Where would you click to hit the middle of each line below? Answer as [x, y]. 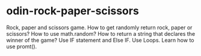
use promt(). [22, 46]
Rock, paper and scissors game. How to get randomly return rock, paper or [99, 27]
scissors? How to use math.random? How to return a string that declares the [101, 33]
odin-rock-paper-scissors [73, 11]
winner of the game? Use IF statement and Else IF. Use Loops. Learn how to [100, 40]
